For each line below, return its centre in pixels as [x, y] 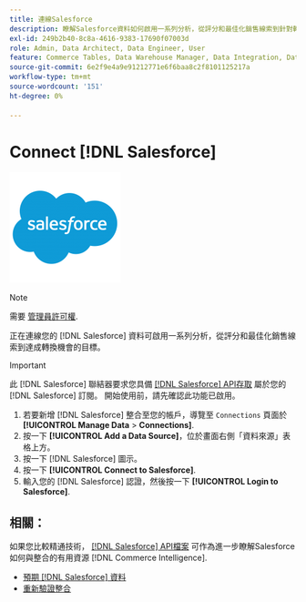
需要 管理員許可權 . [44, 316]
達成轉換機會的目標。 [65, 347]
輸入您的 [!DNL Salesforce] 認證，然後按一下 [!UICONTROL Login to [150, 482]
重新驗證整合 [46, 588]
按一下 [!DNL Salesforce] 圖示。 [82, 459]
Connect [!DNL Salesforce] [113, 152]
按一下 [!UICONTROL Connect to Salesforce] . [109, 470]
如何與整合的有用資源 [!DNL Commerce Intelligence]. [108, 558]
